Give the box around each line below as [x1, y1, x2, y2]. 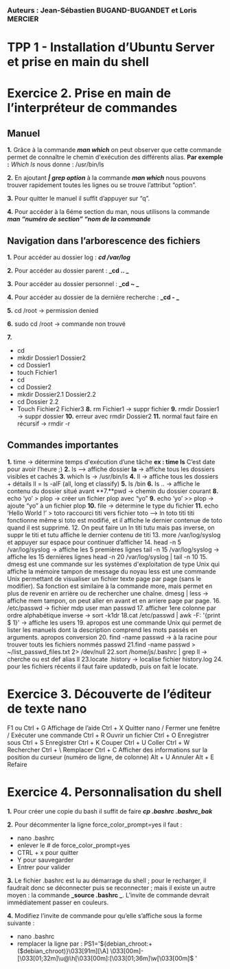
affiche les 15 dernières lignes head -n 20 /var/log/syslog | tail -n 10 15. [7, 552, 208, 560]
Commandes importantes [7, 439, 119, 451]
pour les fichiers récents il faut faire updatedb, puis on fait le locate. [7, 662, 199, 671]
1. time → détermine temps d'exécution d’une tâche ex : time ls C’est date [7, 457, 216, 466]
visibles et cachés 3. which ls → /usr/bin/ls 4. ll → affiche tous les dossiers [7, 472, 218, 480]
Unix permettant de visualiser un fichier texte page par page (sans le [7, 574, 201, 583]
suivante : [7, 919, 35, 927]
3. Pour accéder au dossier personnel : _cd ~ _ [7, 279, 139, 287]
